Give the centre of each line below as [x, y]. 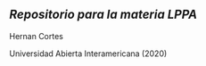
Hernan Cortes [37, 36]
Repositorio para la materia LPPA [103, 15]
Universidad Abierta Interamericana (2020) [88, 54]
